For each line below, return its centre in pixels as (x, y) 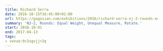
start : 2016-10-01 (24, 28)
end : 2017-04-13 (21, 32)
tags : (10, 37)
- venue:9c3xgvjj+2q (26, 41)
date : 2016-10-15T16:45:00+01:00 (39, 14)
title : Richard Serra (27, 9)
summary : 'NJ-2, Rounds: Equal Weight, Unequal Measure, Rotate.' (73, 23)
